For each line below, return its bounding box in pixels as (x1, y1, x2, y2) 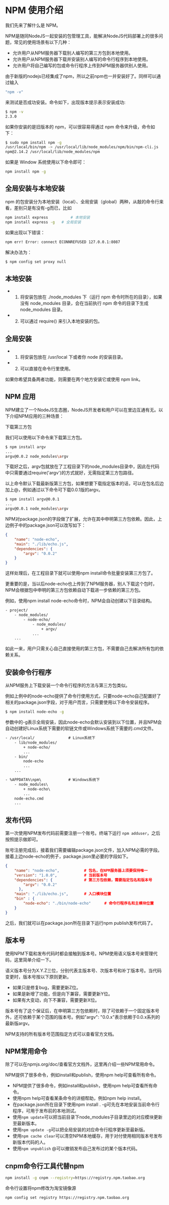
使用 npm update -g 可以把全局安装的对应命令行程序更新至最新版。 (12, 1127, 148, 1133)
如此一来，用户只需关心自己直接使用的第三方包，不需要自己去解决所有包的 (5, 646, 159, 652)
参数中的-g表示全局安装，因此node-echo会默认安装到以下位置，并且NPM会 (5, 719, 162, 725)
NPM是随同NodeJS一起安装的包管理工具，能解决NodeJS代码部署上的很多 (5, 33, 159, 39)
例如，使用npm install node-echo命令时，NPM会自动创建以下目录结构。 (5, 598, 155, 604)
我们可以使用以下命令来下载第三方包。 (5, 434, 84, 440)
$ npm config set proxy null (5, 259, 66, 264)
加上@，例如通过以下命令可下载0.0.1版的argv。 (5, 487, 103, 493)
